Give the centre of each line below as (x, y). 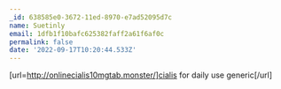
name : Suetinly (37, 26)
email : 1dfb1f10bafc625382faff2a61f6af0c (87, 33)
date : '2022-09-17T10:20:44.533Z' (73, 50)
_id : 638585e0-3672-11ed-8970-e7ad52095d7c (91, 17)
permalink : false (41, 42)
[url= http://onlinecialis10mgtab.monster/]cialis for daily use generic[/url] (141, 75)
